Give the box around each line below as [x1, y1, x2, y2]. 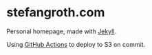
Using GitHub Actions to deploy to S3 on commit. [6, 40, 146, 48]
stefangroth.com [6, 5, 105, 20]
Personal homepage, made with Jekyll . [6, 27, 116, 35]
